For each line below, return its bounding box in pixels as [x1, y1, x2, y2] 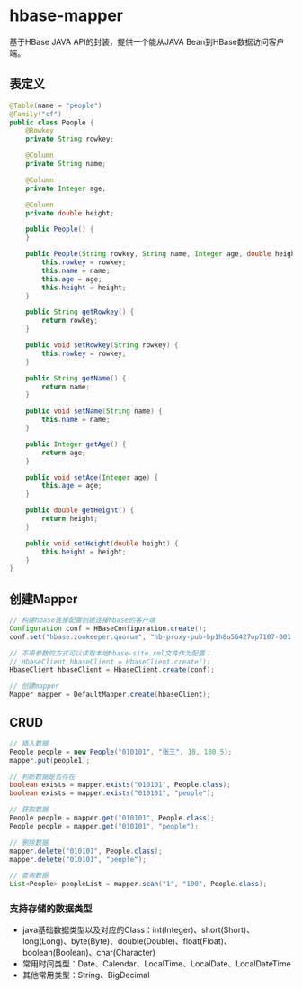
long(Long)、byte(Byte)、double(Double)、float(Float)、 [22, 936, 232, 947]
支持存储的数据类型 [9, 902, 93, 915]
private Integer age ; [25, 184, 106, 193]
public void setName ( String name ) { [25, 407, 164, 416]
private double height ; [25, 208, 115, 217]
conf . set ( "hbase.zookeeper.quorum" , [9, 632, 147, 641]
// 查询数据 [9, 871, 49, 880]
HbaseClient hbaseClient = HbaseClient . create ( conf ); [9, 665, 216, 674]
